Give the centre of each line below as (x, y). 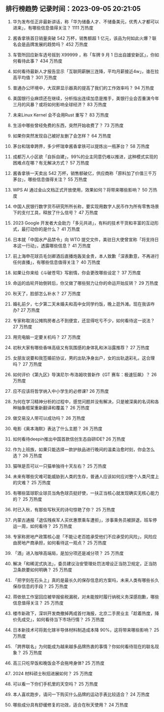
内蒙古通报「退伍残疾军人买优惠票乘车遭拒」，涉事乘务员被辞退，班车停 (85, 520)
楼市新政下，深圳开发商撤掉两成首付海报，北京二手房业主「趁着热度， (84, 613)
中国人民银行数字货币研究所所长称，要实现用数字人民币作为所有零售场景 (86, 206)
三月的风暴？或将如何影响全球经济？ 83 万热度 (60, 104)
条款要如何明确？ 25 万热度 (45, 570)
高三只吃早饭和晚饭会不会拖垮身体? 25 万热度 (58, 663)
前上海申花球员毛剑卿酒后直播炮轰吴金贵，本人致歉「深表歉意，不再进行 (86, 256)
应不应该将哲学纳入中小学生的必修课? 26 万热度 (61, 391)
